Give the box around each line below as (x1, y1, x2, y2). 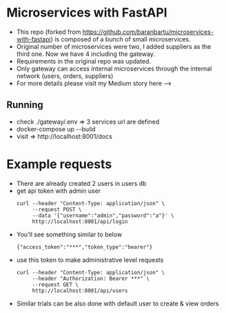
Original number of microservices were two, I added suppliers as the (16, 42, 212, 50)
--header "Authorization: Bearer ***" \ (32, 275, 150, 282)
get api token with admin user (16, 187, 101, 195)
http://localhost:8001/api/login (32, 218, 128, 225)
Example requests (6, 156, 112, 172)
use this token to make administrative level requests (16, 256, 164, 264)
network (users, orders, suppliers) (16, 71, 114, 80)
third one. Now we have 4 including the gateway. (16, 50, 156, 58)
